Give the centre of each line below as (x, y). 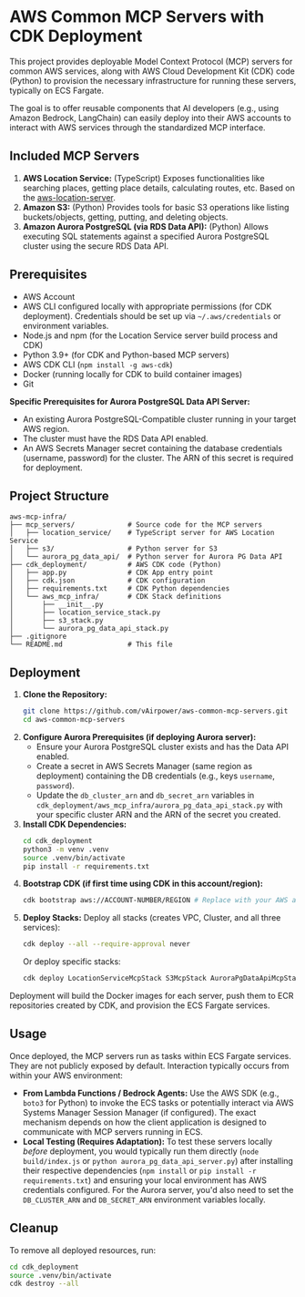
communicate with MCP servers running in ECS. (112, 1131)
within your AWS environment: (66, 1075)
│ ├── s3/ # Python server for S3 (114, 549)
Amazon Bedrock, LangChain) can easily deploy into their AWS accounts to (150, 118)
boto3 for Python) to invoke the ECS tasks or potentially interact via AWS (158, 1102)
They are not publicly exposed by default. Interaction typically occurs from (149, 1065)
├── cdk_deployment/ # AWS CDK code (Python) (116, 565)
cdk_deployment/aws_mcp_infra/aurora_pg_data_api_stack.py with (160, 805)
